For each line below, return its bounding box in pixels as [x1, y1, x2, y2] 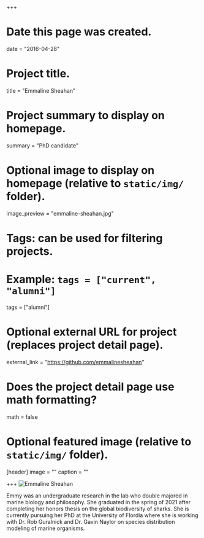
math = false [6, 413, 38, 421]
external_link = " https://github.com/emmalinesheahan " [6, 358, 145, 365]
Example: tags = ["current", [6, 273, 156, 286]
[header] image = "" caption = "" [6, 468, 89, 475]
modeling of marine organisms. [6, 524, 85, 532]
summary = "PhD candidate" [6, 142, 78, 149]
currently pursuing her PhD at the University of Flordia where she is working [6, 511, 198, 519]
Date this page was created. [6, 25, 152, 39]
